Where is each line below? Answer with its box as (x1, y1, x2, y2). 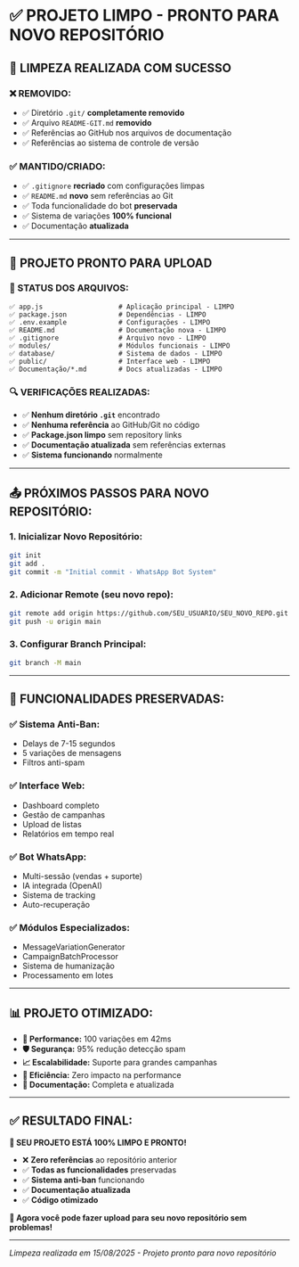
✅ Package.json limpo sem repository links (21, 430, 182, 440)
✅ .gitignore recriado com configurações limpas (21, 180, 205, 192)
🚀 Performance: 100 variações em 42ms (21, 1033, 172, 1044)
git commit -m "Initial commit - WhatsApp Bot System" (9, 567, 217, 576)
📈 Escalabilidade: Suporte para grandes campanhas (21, 1057, 218, 1068)
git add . (9, 559, 46, 568)
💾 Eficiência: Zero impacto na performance (21, 1070, 182, 1081)
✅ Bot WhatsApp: (9, 851, 87, 863)
